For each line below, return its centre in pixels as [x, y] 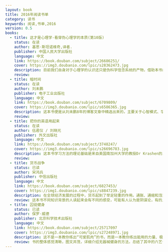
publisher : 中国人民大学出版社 [43, 51]
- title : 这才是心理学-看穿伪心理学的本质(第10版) [57, 38]
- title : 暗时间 [25, 79]
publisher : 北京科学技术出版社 [43, 219]
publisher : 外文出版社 [36, 135]
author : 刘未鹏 [29, 89]
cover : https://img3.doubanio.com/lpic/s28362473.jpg [71, 65]
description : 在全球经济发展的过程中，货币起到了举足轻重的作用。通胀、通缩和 [86, 195]
